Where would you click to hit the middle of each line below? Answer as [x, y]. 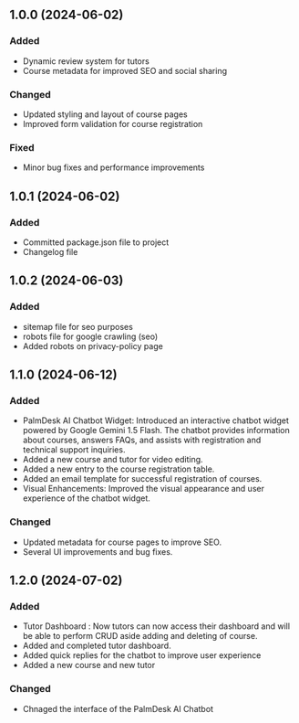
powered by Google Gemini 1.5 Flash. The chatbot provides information [156, 431]
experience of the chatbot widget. [86, 498]
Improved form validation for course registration [113, 123]
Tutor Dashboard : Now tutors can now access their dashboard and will [156, 626]
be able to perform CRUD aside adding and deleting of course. [140, 636]
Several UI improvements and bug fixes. [98, 551]
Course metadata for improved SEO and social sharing [125, 70]
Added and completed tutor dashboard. [97, 646]
